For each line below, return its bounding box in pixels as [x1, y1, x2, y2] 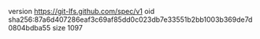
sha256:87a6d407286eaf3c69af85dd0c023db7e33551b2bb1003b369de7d [8, 15, 253, 24]
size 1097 [52, 23, 83, 32]
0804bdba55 [8, 23, 51, 32]
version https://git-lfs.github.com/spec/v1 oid [8, 7, 155, 16]
